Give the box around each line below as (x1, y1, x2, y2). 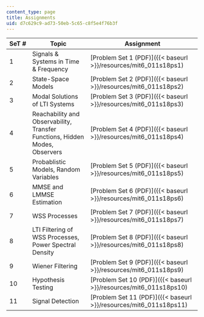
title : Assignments (6, 15, 56, 21)
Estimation (32, 198, 63, 207)
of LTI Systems (32, 100, 75, 108)
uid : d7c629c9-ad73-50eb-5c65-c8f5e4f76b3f (6, 20, 118, 26)
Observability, (32, 117, 72, 126)
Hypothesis (32, 276, 65, 284)
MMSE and (32, 183, 64, 192)
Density (32, 248, 55, 257)
